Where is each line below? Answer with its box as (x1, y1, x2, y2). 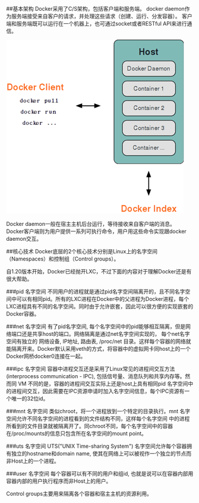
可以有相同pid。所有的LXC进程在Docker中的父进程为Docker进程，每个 (16, 295, 189, 302)
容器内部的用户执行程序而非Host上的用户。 (6, 477, 112, 485)
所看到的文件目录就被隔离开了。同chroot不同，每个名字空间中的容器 (6, 423, 173, 429)
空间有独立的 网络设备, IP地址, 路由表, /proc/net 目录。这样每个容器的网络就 (6, 338, 191, 345)
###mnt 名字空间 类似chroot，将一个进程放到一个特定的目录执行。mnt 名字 (6, 408, 191, 414)
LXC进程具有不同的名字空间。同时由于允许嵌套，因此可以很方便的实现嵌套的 (6, 303, 194, 310)
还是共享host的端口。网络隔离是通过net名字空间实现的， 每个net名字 (21, 331, 190, 337)
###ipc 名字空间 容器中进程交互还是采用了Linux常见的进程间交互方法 (6, 365, 175, 372)
